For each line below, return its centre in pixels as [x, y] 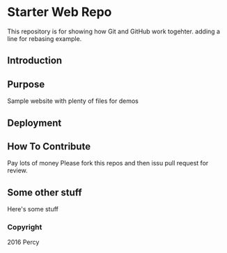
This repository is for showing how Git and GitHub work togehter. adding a [114, 31]
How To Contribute [49, 146]
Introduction [35, 61]
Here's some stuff [33, 209]
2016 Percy [23, 242]
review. [17, 170]
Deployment [34, 123]
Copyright [25, 227]
